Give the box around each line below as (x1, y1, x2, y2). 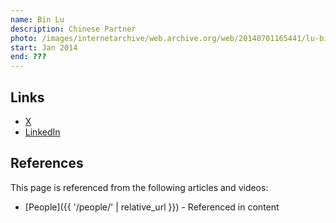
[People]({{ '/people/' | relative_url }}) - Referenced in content (24, 201, 280, 213)
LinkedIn (24, 126, 61, 138)
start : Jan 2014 (10, 42, 78, 53)
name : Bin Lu (10, 14, 65, 25)
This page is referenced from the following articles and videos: (10, 181, 269, 193)
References (10, 155, 84, 172)
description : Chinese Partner (10, 24, 137, 34)
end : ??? (10, 52, 47, 62)
